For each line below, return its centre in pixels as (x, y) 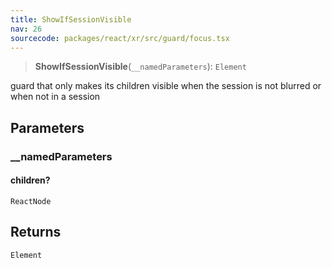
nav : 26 (26, 29)
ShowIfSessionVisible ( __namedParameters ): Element (140, 67)
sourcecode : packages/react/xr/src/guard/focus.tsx (120, 38)
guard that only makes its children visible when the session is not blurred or (166, 86)
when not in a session (55, 97)
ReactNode (31, 201)
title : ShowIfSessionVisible (71, 19)
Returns (36, 232)
